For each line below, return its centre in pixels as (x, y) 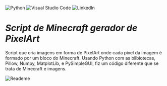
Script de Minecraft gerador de (71, 28)
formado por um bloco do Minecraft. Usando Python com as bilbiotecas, (80, 58)
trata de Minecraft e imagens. (36, 68)
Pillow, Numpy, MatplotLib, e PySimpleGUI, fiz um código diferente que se (82, 63)
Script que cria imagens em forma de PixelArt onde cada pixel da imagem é (84, 52)
